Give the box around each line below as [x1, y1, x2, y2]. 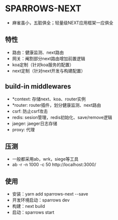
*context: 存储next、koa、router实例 [12, 96, 86, 102]
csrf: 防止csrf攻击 [12, 108, 48, 114]
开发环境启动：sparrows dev [12, 197, 70, 203]
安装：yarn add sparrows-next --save [12, 191, 89, 197]
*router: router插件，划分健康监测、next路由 [12, 102, 101, 108]
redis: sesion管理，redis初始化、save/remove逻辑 [12, 114, 113, 120]
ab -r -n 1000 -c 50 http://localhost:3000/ [12, 162, 97, 168]
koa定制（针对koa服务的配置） [12, 62, 74, 68]
